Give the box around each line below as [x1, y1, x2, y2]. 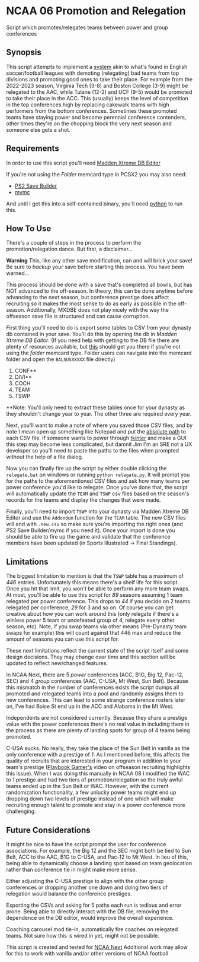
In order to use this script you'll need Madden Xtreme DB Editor [6, 159, 161, 166]
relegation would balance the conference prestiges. [6, 890, 132, 897]
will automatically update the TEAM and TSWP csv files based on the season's [6, 490, 190, 497]
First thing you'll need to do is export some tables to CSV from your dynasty [6, 324, 191, 331]
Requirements [6, 144, 59, 154]
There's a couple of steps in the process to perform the [6, 239, 142, 246]
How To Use [6, 223, 52, 233]
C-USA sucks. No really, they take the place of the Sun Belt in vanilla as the [6, 745, 190, 752]
